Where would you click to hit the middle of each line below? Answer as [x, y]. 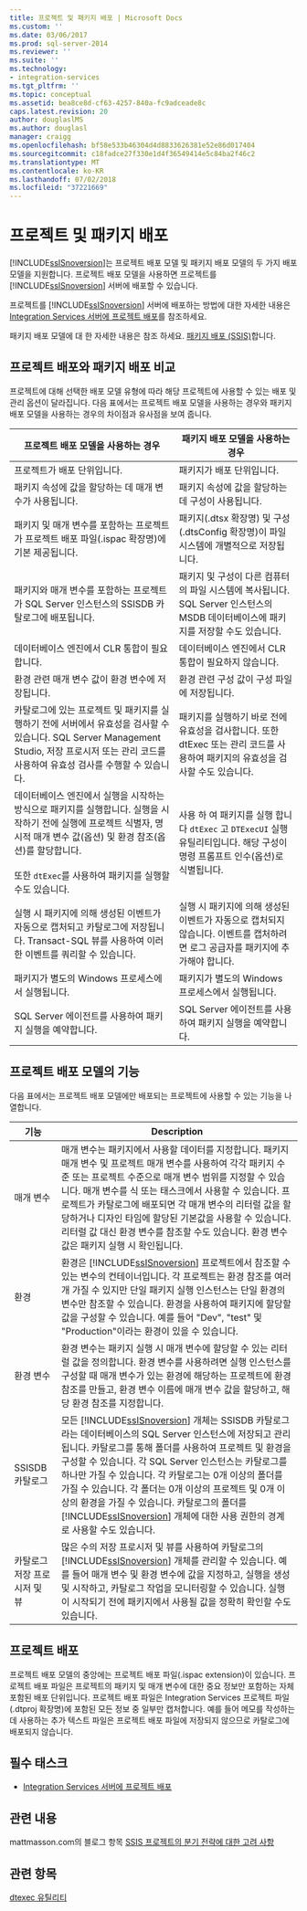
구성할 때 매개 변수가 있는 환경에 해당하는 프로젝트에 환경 [176, 1376]
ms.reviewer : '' [40, 52]
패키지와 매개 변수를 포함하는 [73, 590]
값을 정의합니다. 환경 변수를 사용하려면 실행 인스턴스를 [181, 1362]
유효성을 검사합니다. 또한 [229, 730]
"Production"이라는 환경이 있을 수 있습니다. [150, 1331]
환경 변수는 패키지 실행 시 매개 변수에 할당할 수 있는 [165, 1348]
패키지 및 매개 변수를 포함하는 [74, 524]
